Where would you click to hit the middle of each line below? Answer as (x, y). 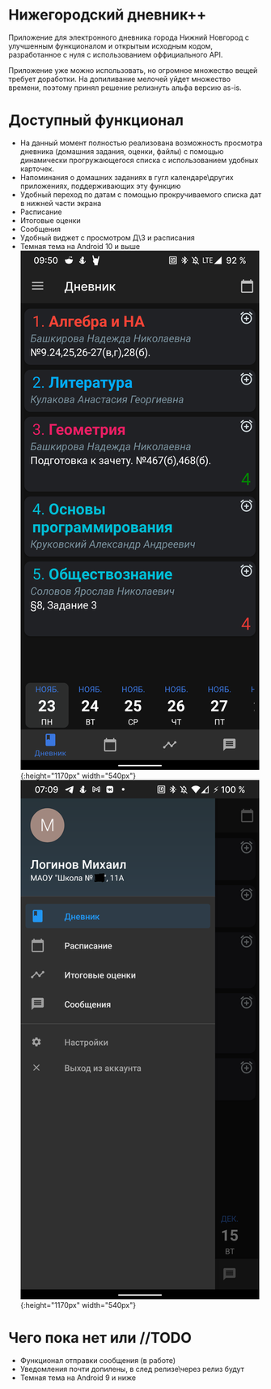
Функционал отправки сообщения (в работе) (98, 1360)
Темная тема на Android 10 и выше (80, 246)
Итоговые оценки (50, 220)
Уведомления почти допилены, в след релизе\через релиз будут (132, 1369)
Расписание (41, 212)
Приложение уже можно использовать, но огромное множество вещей (133, 70)
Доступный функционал (96, 120)
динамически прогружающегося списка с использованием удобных (139, 160)
